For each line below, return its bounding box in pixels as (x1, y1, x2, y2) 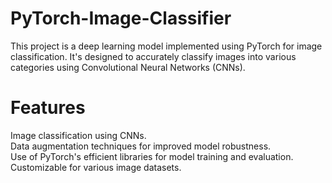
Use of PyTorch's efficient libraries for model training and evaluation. (10, 150, 294, 162)
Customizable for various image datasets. (10, 161, 182, 173)
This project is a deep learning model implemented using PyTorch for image (10, 40, 323, 52)
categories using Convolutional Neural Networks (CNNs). (10, 61, 246, 73)
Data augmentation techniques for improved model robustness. (10, 140, 272, 152)
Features (10, 97, 86, 119)
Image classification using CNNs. (10, 129, 147, 141)
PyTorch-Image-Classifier (10, 7, 232, 30)
